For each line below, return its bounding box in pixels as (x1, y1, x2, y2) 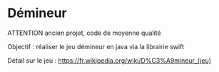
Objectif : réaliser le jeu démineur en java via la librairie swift (7, 42, 184, 51)
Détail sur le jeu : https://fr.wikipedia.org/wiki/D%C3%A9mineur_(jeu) (7, 56, 212, 65)
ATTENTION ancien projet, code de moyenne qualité (7, 29, 162, 37)
